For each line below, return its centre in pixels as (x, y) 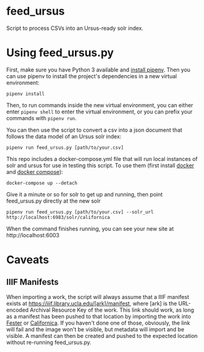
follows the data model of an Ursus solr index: (64, 136)
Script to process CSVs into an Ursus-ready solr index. (75, 28)
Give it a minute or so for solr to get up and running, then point (85, 194)
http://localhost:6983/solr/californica (58, 217)
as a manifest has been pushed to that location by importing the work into (99, 316)
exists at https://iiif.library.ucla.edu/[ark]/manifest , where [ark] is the (92, 303)
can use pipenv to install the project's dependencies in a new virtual (92, 76)
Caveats (28, 260)
